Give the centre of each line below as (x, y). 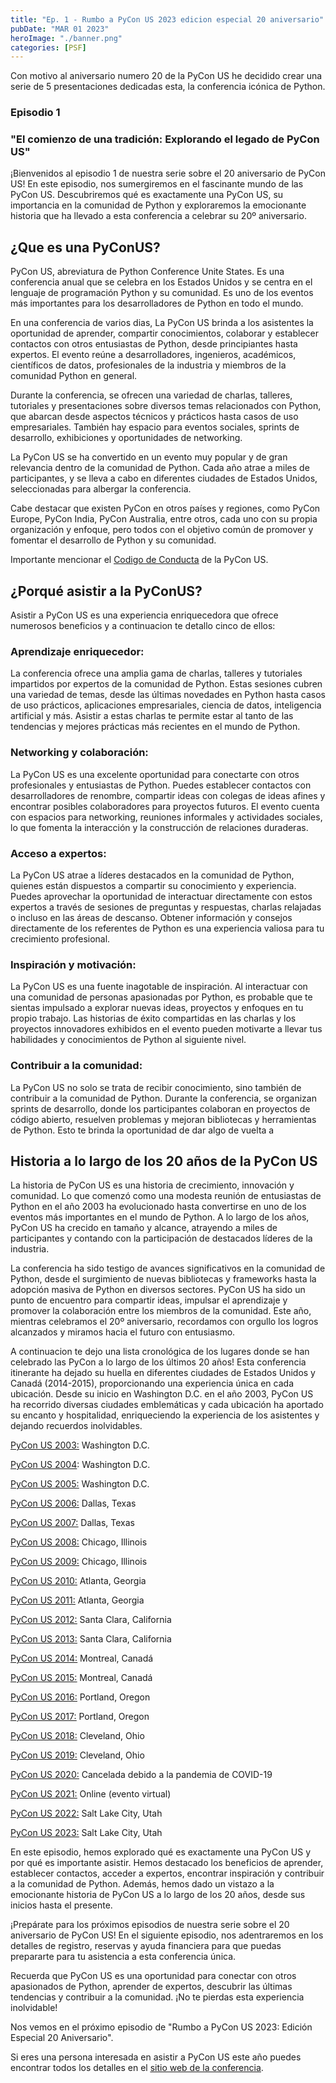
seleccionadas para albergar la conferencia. (101, 489)
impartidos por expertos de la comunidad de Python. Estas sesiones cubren (166, 684)
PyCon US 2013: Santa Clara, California (91, 1639)
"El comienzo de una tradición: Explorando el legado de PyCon (165, 139)
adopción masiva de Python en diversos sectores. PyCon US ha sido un (158, 1290)
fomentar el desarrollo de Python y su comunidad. (113, 540)
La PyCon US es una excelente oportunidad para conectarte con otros (155, 774)
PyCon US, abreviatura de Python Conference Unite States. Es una (147, 272)
